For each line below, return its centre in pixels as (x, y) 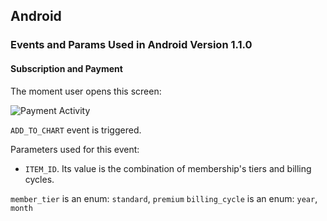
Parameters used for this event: (75, 149)
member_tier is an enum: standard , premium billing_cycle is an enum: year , (164, 198)
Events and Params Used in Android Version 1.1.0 (131, 45)
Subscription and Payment (66, 68)
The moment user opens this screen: (86, 91)
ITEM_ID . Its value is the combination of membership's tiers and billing (168, 168)
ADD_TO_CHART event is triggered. (76, 130)
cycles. (39, 179)
